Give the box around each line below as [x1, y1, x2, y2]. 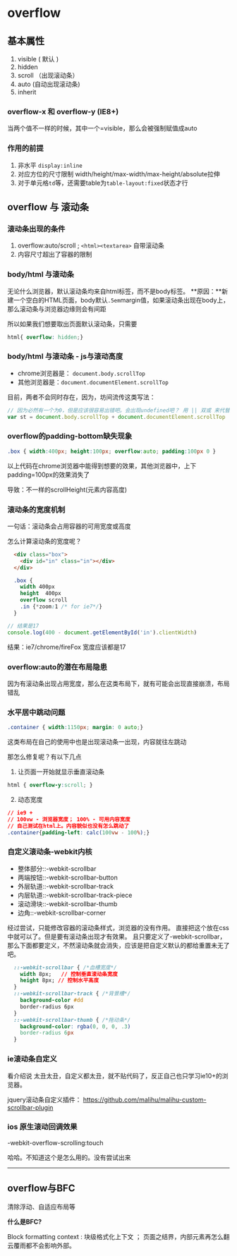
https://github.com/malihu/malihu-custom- [83, 1095, 207, 1104]
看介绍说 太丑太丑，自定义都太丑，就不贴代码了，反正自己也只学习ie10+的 [7, 1071, 222, 1080]
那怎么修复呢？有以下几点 [7, 752, 82, 761]
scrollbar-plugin [7, 1103, 54, 1111]
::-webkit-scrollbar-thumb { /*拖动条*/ [13, 1016, 131, 1023]
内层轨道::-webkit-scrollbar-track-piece [17, 891, 133, 899]
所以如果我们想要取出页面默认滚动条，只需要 [7, 319, 138, 328]
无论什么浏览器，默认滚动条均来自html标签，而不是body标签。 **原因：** [7, 287, 222, 295]
